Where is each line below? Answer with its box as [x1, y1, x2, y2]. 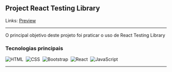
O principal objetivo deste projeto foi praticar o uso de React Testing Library [5, 32, 165, 38]
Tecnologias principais [5, 45, 63, 52]
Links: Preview [5, 17, 36, 23]
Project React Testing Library [5, 4, 100, 13]
